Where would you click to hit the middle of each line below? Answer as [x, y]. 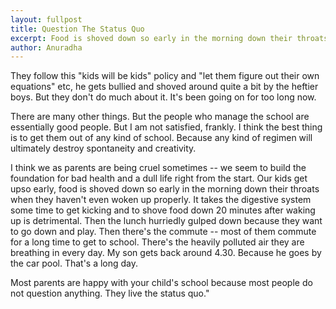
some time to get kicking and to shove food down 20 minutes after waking [163, 210]
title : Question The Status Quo [77, 29]
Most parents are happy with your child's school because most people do [161, 283]
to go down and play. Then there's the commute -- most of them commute [163, 232]
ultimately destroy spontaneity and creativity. [103, 148]
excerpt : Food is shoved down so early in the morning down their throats [169, 38]
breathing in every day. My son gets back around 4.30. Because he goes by [166, 253]
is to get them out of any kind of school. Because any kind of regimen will [161, 138]
